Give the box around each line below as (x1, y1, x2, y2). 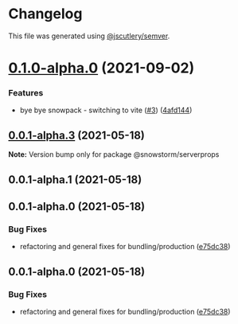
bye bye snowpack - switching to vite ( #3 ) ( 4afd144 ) (19, 105, 193, 115)
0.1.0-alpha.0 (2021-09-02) (8, 59, 195, 77)
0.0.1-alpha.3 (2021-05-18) (8, 128, 146, 142)
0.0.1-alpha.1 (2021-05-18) (8, 173, 142, 186)
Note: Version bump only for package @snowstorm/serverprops (8, 150, 220, 159)
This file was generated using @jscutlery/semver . (8, 31, 170, 41)
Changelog (8, 5, 83, 23)
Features (8, 88, 44, 99)
